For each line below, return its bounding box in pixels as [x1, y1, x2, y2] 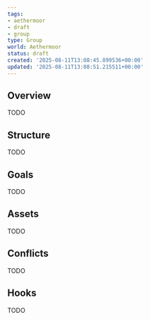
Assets [7, 208, 39, 220]
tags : [7, 10, 23, 18]
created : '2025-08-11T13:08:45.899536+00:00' [7, 57, 144, 64]
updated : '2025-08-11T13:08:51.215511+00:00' [7, 63, 144, 70]
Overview [7, 90, 52, 102]
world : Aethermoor [7, 43, 62, 50]
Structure [7, 129, 51, 141]
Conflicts [7, 247, 49, 260]
